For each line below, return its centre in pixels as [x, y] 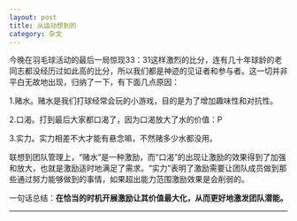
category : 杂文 [36, 34]
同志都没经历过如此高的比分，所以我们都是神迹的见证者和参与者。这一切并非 [148, 71]
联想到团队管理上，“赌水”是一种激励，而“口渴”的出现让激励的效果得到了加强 [148, 157]
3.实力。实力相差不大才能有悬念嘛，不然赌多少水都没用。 [114, 139]
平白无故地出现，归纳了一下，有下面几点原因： [94, 82]
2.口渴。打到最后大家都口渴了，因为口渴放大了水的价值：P [116, 119]
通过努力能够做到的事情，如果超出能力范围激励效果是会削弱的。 [133, 179]
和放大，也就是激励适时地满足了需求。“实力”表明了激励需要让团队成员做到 [145, 168]
